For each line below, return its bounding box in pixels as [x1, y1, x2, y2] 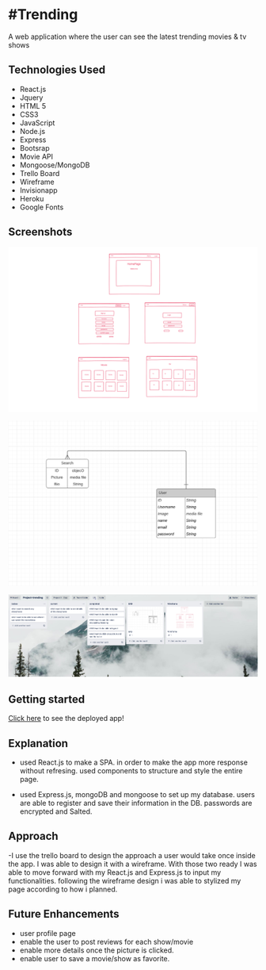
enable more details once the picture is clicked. [19, 945, 174, 955]
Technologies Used [8, 63, 105, 77]
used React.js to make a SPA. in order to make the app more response [19, 757, 248, 767]
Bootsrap [19, 143, 50, 152]
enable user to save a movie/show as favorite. [19, 953, 170, 963]
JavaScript [19, 117, 55, 128]
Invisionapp [19, 185, 58, 195]
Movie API [19, 151, 54, 161]
